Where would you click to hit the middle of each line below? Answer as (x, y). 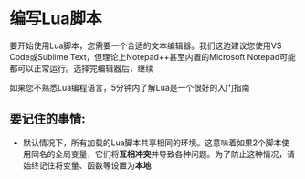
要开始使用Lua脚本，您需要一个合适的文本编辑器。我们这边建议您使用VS (146, 45)
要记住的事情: (48, 119)
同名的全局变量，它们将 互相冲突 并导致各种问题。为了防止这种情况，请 (163, 154)
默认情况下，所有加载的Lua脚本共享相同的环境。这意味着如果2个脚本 (152, 143)
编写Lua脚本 (56, 19)
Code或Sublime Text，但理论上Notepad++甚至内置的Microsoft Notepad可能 (152, 56)
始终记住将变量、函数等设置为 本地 (87, 165)
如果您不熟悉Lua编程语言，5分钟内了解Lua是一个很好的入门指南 (130, 87)
